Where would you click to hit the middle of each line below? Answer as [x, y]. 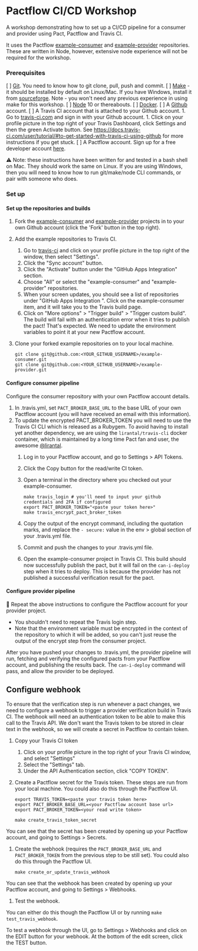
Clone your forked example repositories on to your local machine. [94, 343]
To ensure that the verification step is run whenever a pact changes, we [93, 704]
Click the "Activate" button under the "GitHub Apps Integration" [100, 270]
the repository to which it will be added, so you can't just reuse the [95, 634]
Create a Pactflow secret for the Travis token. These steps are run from [101, 782]
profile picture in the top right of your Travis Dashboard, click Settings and [96, 124]
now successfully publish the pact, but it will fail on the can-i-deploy [106, 565]
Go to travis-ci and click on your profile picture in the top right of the [106, 251]
